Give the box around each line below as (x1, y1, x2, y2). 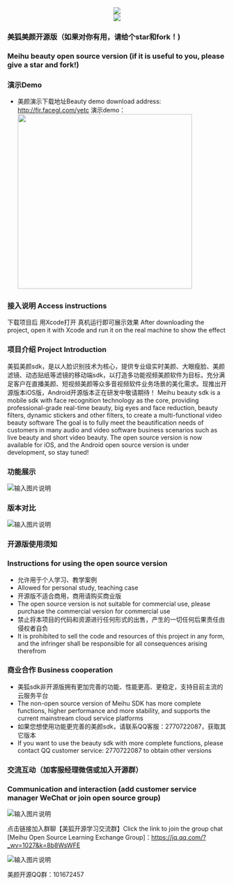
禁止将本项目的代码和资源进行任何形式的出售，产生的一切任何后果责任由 (17, 615, 225, 624)
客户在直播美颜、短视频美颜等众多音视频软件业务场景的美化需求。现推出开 (13, 379, 227, 388)
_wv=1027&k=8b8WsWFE (7, 841, 81, 849)
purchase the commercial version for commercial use (17, 607, 171, 615)
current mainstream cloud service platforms (17, 714, 144, 722)
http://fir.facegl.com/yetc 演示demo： (17, 106, 126, 115)
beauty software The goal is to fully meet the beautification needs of (7, 418, 204, 427)
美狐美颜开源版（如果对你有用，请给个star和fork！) (7, 31, 181, 41)
